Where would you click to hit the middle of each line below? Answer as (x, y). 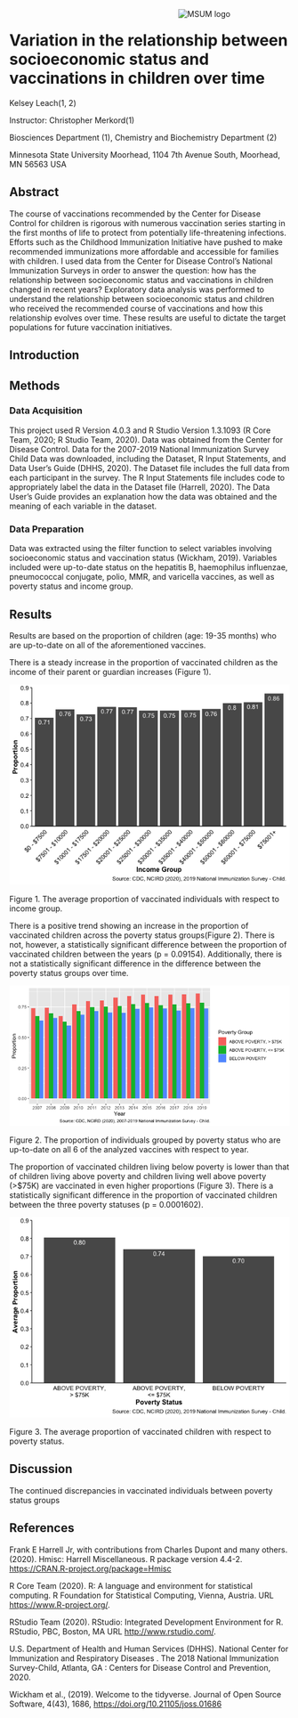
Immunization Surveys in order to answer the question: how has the (133, 270)
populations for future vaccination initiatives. (91, 327)
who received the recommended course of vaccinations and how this (137, 308)
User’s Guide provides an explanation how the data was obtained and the (143, 496)
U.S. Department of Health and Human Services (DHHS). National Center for (149, 1649)
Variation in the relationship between (149, 41)
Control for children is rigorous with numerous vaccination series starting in (148, 223)
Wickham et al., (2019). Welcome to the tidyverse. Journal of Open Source (145, 1694)
